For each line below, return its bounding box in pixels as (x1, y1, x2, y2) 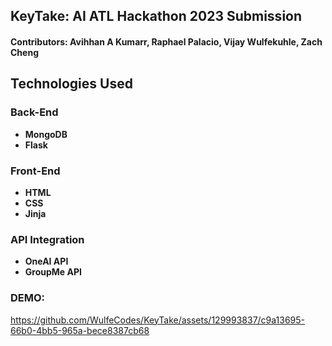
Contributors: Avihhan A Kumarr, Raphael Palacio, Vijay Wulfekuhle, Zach (10, 35, 323, 48)
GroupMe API (24, 266, 82, 278)
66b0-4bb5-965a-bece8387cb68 (10, 324, 150, 336)
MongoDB (24, 128, 68, 140)
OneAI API (24, 255, 69, 268)
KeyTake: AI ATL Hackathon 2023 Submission (10, 8, 303, 25)
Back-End (10, 105, 59, 119)
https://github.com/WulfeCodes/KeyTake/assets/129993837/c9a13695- (10, 314, 306, 326)
